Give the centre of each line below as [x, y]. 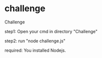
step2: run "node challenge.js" [35, 41]
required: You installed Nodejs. [35, 50]
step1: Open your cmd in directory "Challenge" [51, 31]
